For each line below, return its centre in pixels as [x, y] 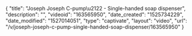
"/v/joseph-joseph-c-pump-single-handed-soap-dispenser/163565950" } [95, 27]
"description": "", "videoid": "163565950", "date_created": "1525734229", [95, 15]
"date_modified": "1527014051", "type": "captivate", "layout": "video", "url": [96, 21]
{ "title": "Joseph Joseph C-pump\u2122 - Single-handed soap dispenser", [96, 8]
